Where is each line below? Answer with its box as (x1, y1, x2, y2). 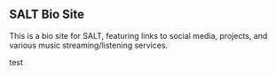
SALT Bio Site (9, 7, 84, 22)
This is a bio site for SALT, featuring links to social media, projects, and (9, 30, 268, 41)
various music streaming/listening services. (9, 40, 169, 50)
